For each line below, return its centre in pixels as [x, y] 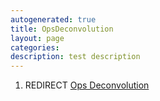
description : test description [75, 57]
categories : [35, 47]
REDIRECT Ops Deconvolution [87, 85]
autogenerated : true [53, 19]
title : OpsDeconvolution [62, 29]
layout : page [37, 38]
